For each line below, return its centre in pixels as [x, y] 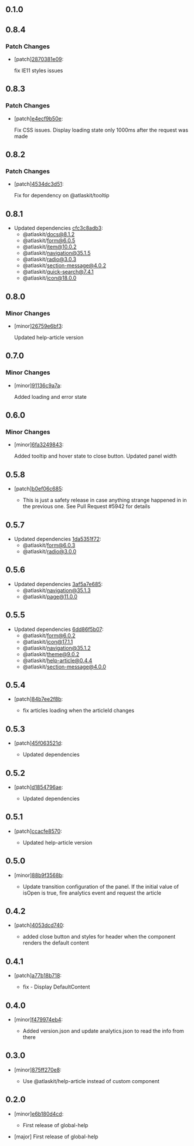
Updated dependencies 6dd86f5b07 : [59, 629]
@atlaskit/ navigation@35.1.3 [57, 590]
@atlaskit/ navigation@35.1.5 [57, 253]
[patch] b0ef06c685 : [39, 489]
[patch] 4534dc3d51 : [39, 184]
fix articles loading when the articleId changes [79, 711]
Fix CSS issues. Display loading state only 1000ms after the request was [101, 130]
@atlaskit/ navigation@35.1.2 [57, 648]
